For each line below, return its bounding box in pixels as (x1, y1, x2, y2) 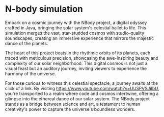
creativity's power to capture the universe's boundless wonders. (5, 106, 136, 112)
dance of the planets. (5, 40, 48, 46)
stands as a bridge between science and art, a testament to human (5, 101, 141, 107)
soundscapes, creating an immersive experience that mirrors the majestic (5, 35, 154, 41)
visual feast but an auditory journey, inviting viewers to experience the (5, 65, 147, 71)
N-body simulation (5, 3, 83, 15)
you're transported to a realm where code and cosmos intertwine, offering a (5, 91, 159, 96)
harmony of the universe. (5, 70, 56, 76)
